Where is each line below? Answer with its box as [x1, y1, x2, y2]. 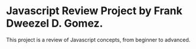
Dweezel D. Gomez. [6, 17, 103, 30]
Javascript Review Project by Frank [6, 4, 183, 18]
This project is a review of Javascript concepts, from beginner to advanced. [6, 36, 191, 43]
